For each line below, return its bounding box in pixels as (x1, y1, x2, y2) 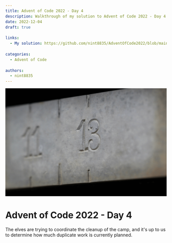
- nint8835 (10, 73, 33, 79)
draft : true (5, 25, 31, 30)
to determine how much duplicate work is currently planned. (5, 232, 133, 238)
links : (5, 35, 19, 41)
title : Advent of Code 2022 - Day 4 (5, 8, 83, 13)
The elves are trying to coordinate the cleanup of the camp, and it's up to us (5, 226, 166, 232)
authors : (5, 68, 24, 73)
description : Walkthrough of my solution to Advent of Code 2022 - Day (5, 13, 161, 19)
